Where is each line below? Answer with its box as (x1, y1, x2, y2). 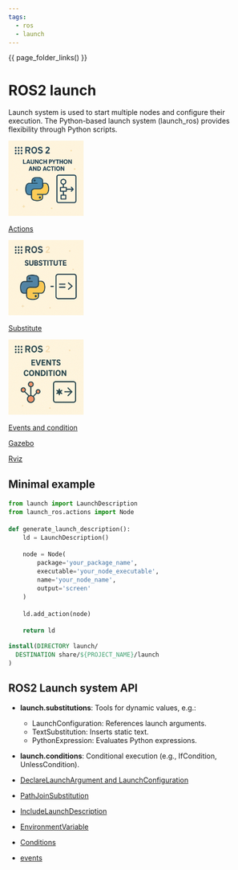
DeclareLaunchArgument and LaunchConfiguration (19, 775, 189, 785)
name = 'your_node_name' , (37, 576, 116, 584)
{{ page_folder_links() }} (8, 53, 88, 63)
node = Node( (22, 550, 67, 558)
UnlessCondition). (19, 759, 80, 769)
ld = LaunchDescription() (22, 533, 110, 541)
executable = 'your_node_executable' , (37, 567, 159, 576)
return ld (22, 627, 56, 635)
